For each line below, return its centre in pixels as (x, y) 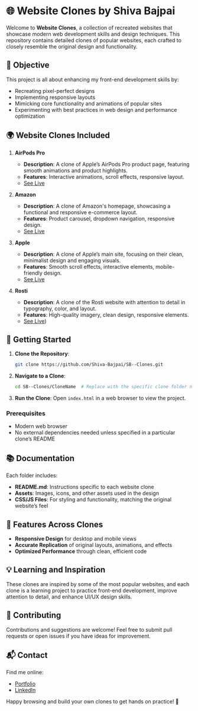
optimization (30, 116)
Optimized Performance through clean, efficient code (81, 551)
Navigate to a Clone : (40, 376)
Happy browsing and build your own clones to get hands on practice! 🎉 (92, 702)
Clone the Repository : (42, 354)
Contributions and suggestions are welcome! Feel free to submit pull (89, 629)
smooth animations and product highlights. (76, 170)
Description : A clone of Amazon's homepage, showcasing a (97, 206)
